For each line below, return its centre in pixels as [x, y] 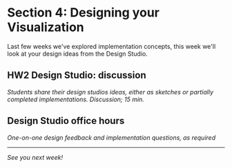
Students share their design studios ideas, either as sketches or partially [110, 92]
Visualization [46, 27]
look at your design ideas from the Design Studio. [78, 54]
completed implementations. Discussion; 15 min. [76, 99]
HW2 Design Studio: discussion [77, 75]
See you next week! [35, 157]
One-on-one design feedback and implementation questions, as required [112, 137]
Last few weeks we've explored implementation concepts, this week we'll [112, 46]
